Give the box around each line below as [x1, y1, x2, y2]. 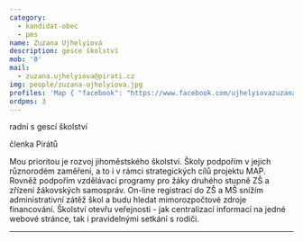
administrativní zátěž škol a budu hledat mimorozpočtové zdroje [9, 194, 247, 205]
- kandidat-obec [17, 22, 78, 31]
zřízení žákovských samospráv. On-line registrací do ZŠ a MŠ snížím [9, 185, 264, 196]
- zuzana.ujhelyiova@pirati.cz [17, 72, 135, 81]
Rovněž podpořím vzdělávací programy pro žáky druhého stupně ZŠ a [9, 175, 270, 186]
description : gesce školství [9, 47, 119, 56]
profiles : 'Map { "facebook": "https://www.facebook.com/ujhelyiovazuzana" [9, 88, 300, 97]
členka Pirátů [9, 138, 59, 149]
